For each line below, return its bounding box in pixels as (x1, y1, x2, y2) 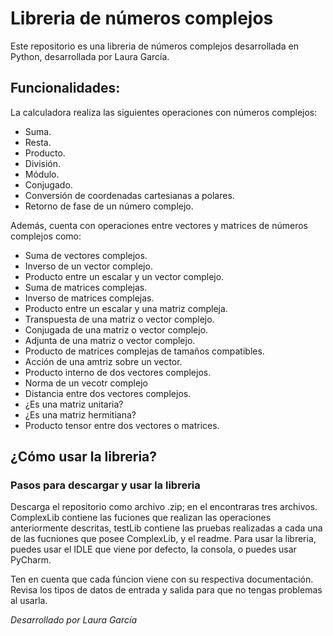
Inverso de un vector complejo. (24, 260, 153, 272)
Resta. (24, 136, 52, 148)
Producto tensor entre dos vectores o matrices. (24, 419, 220, 431)
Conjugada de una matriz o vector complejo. (24, 323, 209, 336)
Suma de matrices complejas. (24, 281, 148, 293)
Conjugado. (24, 178, 73, 191)
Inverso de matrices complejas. (24, 292, 155, 304)
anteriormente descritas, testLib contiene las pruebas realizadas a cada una (10, 522, 323, 534)
